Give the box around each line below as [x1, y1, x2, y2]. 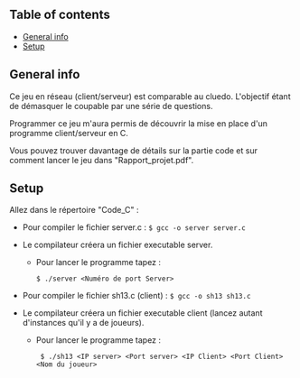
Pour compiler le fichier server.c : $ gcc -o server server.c [22, 222, 246, 233]
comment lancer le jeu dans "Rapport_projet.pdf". [9, 154, 194, 165]
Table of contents [9, 7, 110, 23]
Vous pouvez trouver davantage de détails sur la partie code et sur [9, 144, 258, 156]
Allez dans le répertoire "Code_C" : [9, 205, 139, 216]
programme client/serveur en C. [9, 127, 129, 138]
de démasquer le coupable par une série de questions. [9, 100, 213, 111]
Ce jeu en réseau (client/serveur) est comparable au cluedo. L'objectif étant [9, 90, 291, 102]
